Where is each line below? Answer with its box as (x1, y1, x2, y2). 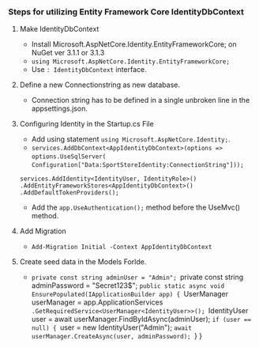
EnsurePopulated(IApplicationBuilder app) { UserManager (31, 289, 229, 299)
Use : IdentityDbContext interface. (31, 65, 148, 74)
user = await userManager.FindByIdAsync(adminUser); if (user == (31, 315, 251, 324)
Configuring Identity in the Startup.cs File (19, 119, 154, 129)
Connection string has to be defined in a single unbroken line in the (31, 96, 250, 105)
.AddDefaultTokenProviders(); (19, 189, 120, 197)
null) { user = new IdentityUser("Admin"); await (31, 323, 192, 332)
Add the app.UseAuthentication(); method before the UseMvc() (31, 202, 241, 212)
